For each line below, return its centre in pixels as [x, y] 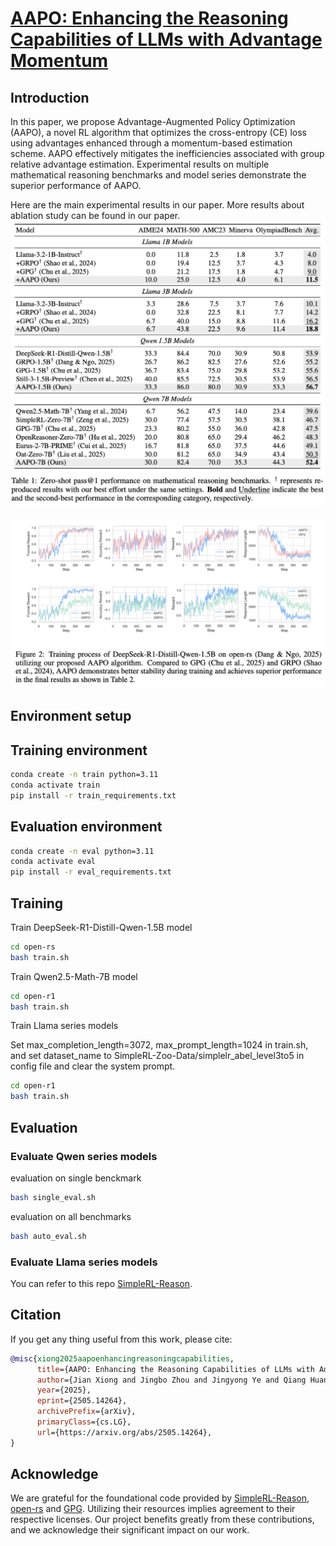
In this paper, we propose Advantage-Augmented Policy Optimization [153, 121]
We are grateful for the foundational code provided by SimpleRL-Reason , [160, 1498]
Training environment [79, 750]
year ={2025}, [64, 1390]
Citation [36, 1315]
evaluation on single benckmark [76, 1178]
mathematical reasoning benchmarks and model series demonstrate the [158, 175]
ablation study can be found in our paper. [95, 215]
